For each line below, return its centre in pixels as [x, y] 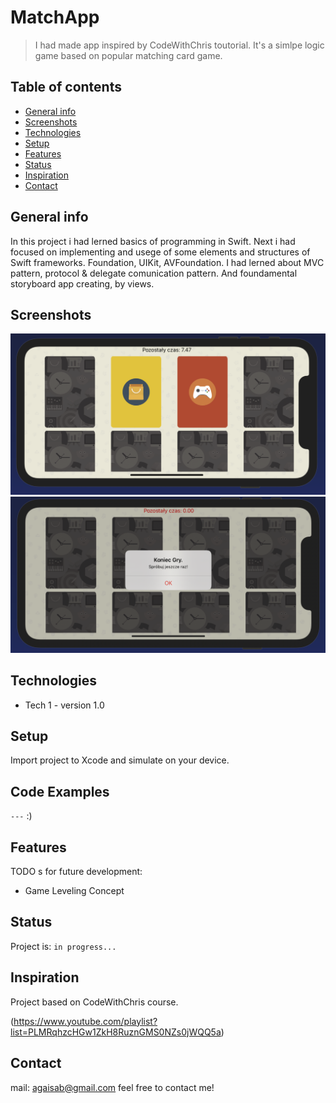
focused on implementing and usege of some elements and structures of [160, 252]
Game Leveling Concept [74, 891]
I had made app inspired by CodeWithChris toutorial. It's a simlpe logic [179, 45]
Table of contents [66, 87]
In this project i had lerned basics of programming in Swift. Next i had [153, 241]
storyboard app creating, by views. [82, 283]
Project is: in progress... [63, 946]
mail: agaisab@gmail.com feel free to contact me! [112, 1087]
